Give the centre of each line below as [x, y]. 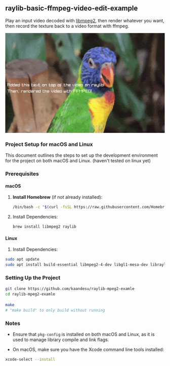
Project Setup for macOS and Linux [49, 144]
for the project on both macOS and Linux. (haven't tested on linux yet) [78, 161]
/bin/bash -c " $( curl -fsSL [42, 207]
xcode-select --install [30, 359]
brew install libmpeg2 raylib [45, 227]
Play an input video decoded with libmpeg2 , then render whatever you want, [85, 20]
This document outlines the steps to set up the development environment [81, 155]
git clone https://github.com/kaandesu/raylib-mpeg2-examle [70, 289]
